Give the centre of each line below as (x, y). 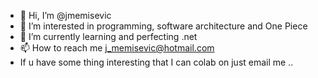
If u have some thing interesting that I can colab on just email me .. (156, 62)
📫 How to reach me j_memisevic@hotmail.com (117, 48)
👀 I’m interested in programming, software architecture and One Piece (163, 26)
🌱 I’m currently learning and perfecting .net (108, 36)
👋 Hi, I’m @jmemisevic (65, 15)
